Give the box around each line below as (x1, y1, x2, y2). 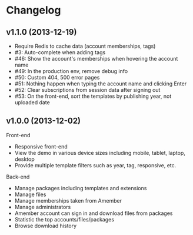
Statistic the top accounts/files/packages (14, 216, 115, 223)
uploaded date (14, 99, 50, 106)
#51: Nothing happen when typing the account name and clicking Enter (14, 80, 187, 87)
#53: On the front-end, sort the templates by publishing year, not (14, 92, 172, 100)
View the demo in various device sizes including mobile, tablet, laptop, (14, 149, 185, 156)
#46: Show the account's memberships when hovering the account (14, 55, 178, 62)
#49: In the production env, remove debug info (14, 68, 128, 74)
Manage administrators (14, 203, 71, 210)
